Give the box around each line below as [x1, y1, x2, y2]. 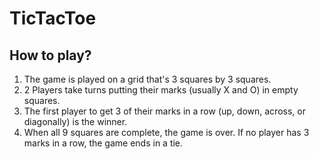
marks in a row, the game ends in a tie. [23, 137, 184, 149]
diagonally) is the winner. [23, 116, 128, 127]
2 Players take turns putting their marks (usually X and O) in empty [23, 84, 299, 96]
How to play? [9, 47, 92, 64]
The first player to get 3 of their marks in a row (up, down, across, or [23, 105, 306, 117]
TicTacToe [9, 7, 97, 30]
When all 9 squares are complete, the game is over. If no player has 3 [23, 127, 310, 138]
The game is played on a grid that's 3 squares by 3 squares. [23, 73, 272, 85]
